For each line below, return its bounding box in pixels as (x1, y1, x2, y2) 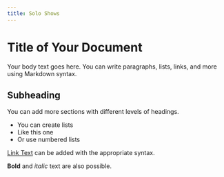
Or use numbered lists (17, 135, 81, 144)
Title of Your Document (7, 39, 143, 55)
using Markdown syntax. (7, 69, 77, 78)
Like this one (17, 128, 54, 137)
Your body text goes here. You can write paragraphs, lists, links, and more (7, 62, 217, 71)
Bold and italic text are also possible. (7, 162, 112, 170)
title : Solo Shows (7, 10, 60, 17)
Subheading (7, 89, 61, 101)
